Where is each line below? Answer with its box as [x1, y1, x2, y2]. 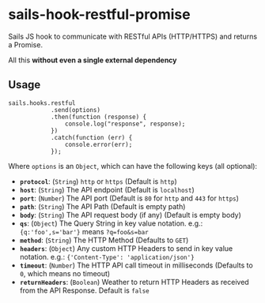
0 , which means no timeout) [19, 268, 111, 278]
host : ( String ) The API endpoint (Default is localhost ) [19, 185, 195, 194]
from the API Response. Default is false [19, 286, 150, 295]
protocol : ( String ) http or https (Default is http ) [19, 176, 178, 186]
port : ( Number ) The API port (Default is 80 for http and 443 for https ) [19, 193, 240, 203]
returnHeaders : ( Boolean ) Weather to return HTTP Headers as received [19, 277, 249, 286]
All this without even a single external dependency [8, 55, 177, 65]
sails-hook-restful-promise [8, 6, 191, 24]
